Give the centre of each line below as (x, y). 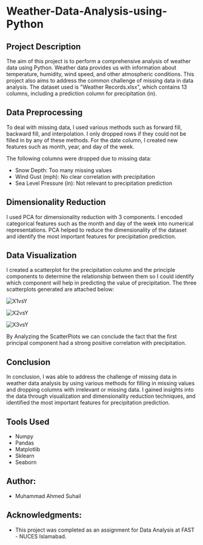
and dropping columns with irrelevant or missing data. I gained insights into (100, 390)
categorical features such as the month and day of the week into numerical (100, 223)
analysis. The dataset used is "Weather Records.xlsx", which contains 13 (97, 87)
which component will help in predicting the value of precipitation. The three (101, 283)
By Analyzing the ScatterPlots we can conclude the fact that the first (92, 336)
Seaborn (26, 462)
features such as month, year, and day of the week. (70, 147)
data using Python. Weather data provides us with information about (92, 68)
